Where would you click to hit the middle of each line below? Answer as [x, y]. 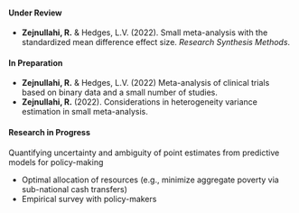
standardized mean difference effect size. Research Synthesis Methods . [156, 42]
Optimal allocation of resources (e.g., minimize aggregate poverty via [150, 180]
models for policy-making [56, 162]
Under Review [35, 13]
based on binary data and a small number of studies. [120, 93]
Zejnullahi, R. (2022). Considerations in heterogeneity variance [140, 102]
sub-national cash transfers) [75, 189]
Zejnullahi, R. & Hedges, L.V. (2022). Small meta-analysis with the [145, 32]
